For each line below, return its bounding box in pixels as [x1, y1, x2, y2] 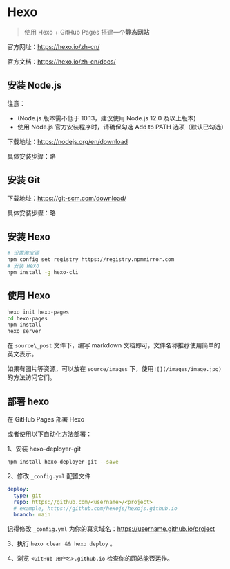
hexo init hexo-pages [7, 309, 70, 316]
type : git [13, 492, 41, 499]
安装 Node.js [7, 80, 62, 91]
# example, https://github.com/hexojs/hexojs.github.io [13, 505, 178, 512]
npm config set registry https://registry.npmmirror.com [7, 256, 175, 263]
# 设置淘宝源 [7, 250, 39, 257]
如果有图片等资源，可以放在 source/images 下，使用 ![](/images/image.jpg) [7, 365, 222, 373]
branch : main [13, 512, 51, 518]
